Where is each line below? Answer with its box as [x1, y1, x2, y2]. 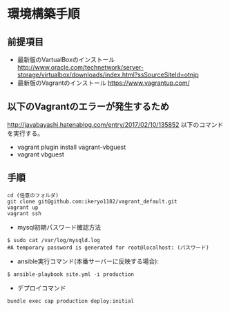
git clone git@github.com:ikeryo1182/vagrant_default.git [7, 198, 178, 205]
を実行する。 [7, 129, 44, 137]
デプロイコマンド [17, 283, 66, 292]
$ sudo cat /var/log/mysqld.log [7, 237, 100, 243]
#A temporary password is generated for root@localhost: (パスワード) [7, 244, 209, 251]
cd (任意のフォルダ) [7, 192, 59, 199]
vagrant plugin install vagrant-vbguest [17, 143, 126, 151]
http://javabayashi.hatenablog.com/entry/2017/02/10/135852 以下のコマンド [7, 120, 224, 128]
